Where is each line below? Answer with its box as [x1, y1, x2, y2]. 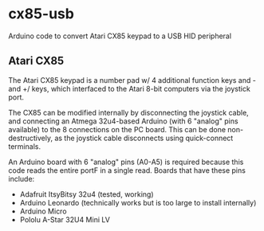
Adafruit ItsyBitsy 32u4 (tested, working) [19, 189, 154, 199]
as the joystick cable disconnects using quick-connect [54, 133, 234, 143]
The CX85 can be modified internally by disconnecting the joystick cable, [8, 108, 249, 117]
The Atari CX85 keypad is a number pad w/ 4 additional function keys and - [8, 75, 257, 84]
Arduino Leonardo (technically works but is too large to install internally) [19, 198, 257, 207]
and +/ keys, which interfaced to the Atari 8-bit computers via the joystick [8, 84, 251, 93]
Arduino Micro [19, 206, 67, 216]
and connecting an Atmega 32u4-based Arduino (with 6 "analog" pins [8, 116, 238, 126]
